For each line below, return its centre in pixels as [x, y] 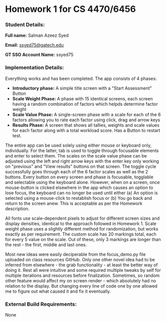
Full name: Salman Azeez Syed [37, 35]
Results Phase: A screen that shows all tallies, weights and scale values [86, 125]
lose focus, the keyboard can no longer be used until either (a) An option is [82, 193]
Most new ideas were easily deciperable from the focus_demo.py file [76, 254]
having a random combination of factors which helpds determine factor [85, 104]
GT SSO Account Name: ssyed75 [39, 55]
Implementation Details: [35, 68]
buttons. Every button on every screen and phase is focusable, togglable [79, 177]
